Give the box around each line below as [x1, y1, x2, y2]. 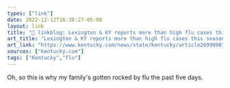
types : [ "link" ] [7, 10, 53, 17]
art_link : [7, 42, 36, 48]
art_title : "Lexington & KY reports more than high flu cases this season [7, 35, 225, 42]
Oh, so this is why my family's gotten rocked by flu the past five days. [7, 73, 203, 81]
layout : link [7, 23, 44, 29]
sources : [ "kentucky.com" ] [7, 48, 84, 55]
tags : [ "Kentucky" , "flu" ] [7, 55, 81, 61]
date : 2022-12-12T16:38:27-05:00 [7, 16, 103, 23]
